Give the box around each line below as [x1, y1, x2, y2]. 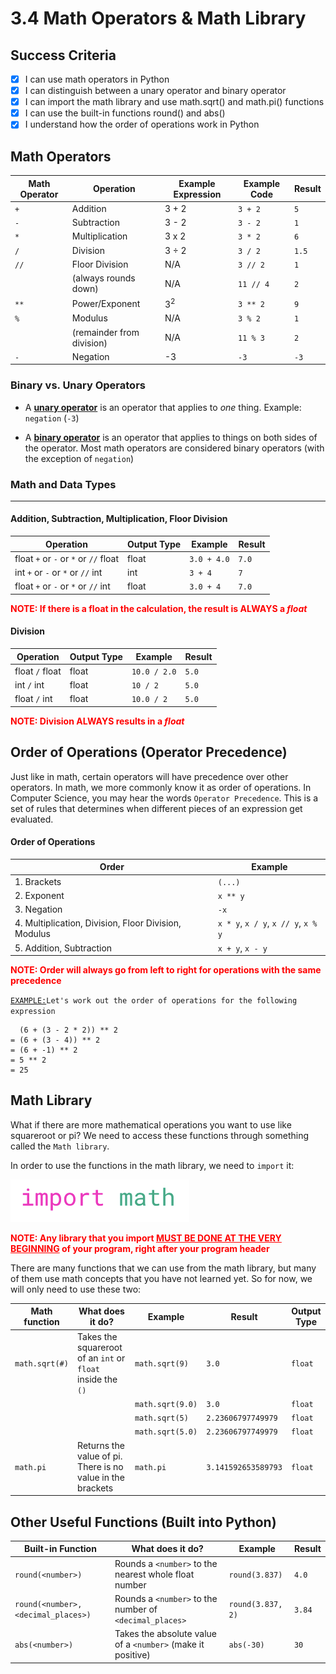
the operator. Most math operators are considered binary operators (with [24, 442, 325, 454]
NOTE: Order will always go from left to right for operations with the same [10, 964, 322, 976]
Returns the [77, 1439, 125, 1451]
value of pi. [77, 1450, 123, 1462]
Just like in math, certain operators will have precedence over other [10, 770, 289, 782]
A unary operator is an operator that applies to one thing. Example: [24, 401, 302, 413]
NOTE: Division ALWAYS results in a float [10, 715, 185, 727]
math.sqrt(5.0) [134, 1427, 198, 1437]
